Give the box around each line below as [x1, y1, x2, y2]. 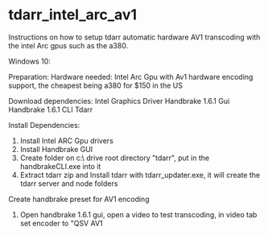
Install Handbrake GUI [19, 144, 93, 154]
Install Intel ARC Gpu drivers [19, 135, 114, 146]
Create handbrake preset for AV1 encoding [8, 194, 150, 204]
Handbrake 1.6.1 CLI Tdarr [8, 105, 93, 114]
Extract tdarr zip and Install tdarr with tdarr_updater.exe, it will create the [19, 170, 260, 179]
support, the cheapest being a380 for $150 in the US [8, 80, 183, 90]
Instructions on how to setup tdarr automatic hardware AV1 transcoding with [8, 32, 261, 42]
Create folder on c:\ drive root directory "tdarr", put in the [19, 153, 210, 163]
